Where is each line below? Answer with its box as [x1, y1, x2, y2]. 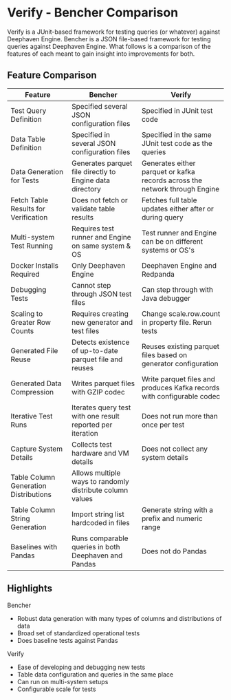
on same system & [71, 241, 131, 251]
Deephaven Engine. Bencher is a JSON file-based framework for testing [7, 34, 211, 43]
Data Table [10, 134, 46, 144]
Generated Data [10, 379, 62, 388]
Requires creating [71, 308, 129, 318]
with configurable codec [141, 391, 221, 401]
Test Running [10, 241, 54, 251]
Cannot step [71, 280, 111, 290]
